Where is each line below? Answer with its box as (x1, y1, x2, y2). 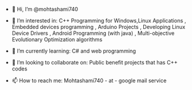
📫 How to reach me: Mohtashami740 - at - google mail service (11, 77, 167, 84)
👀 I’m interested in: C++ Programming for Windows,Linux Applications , (11, 17, 186, 24)
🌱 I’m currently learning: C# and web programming (11, 47, 136, 54)
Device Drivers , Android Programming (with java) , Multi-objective (11, 30, 175, 37)
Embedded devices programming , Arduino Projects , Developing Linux (11, 24, 185, 30)
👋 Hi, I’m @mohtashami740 (11, 6, 78, 12)
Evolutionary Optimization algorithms (11, 36, 103, 43)
